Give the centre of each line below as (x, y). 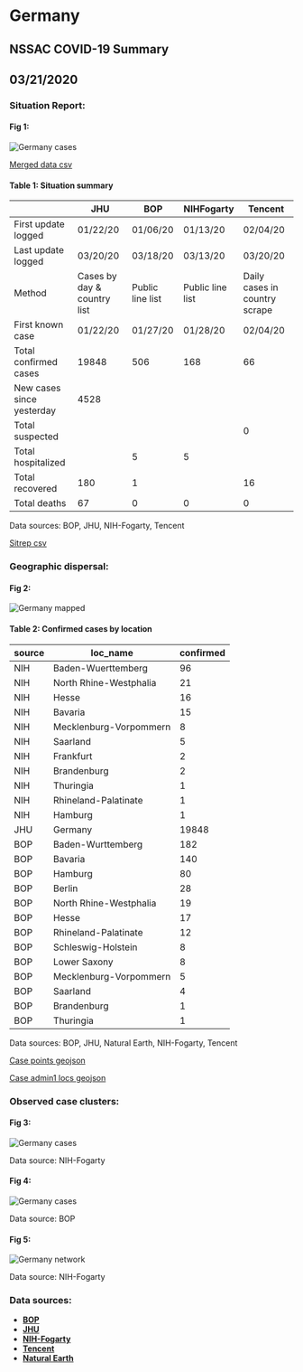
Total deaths (40, 503)
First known (39, 324)
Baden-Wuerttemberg (101, 668)
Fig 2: (20, 587)
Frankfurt (73, 756)
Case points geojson (47, 1060)
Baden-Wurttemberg (98, 844)
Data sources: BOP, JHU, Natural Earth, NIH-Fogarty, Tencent (124, 1043)
